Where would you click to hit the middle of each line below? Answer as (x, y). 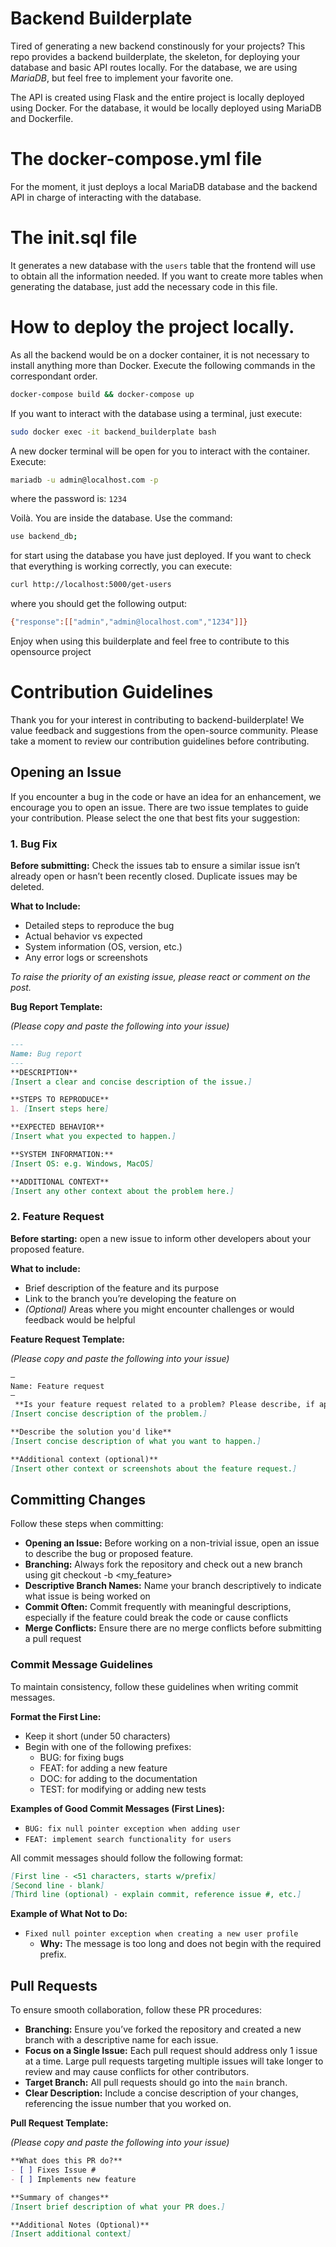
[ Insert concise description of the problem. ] (109, 1414)
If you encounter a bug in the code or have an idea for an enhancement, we (166, 796)
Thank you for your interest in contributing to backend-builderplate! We (157, 719)
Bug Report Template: (56, 1007)
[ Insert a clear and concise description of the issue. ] (131, 1082)
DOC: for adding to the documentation (118, 1778)
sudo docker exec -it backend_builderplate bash (113, 432)
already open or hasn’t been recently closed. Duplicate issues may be (154, 876)
